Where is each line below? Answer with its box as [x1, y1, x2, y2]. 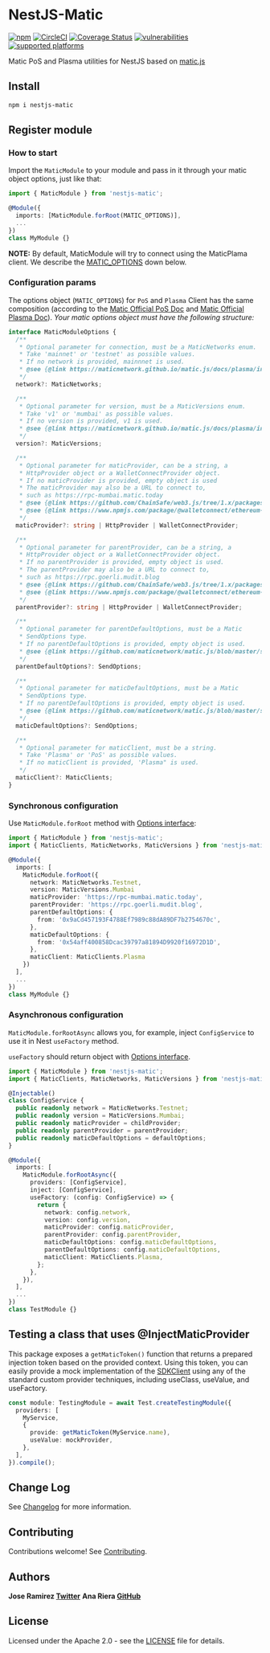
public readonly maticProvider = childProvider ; [15, 1119, 182, 1127]
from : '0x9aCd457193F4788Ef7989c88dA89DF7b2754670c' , [37, 915, 221, 923]
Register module [8, 123, 92, 137]
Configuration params [8, 277, 96, 288]
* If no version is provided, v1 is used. [18, 417, 163, 425]
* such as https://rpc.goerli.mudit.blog [18, 573, 160, 582]
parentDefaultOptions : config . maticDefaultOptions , [43, 1246, 221, 1254]
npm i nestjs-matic [8, 100, 74, 109]
